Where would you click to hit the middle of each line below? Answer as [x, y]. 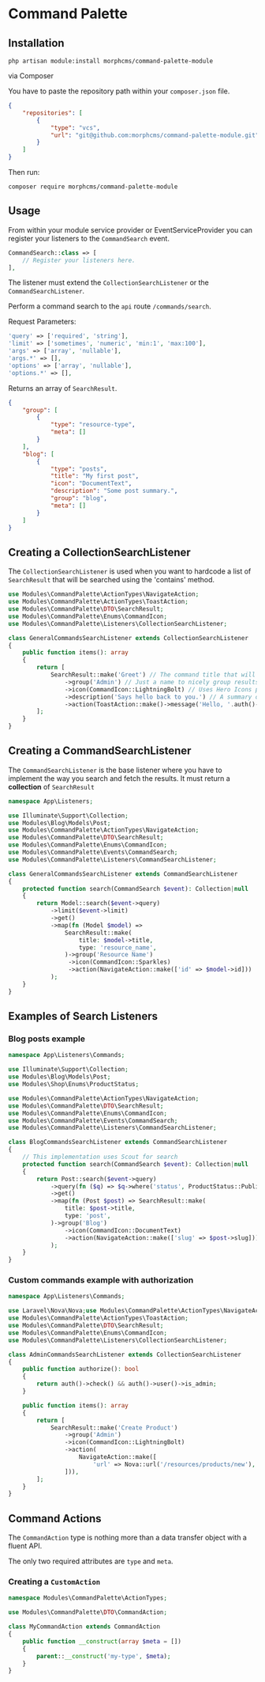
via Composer [31, 76]
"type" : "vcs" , [75, 127]
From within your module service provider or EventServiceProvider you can [131, 229]
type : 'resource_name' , [118, 947]
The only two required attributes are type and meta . [91, 1561]
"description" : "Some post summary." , [114, 491]
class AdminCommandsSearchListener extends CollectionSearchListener [125, 1354]
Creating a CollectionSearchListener [99, 552]
